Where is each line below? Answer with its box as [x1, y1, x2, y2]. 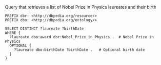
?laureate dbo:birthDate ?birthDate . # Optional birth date [14, 48, 145, 52]
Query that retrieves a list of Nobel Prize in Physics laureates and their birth [5, 4, 157, 10]
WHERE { [5, 31, 21, 35]
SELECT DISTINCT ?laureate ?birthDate [5, 26, 84, 31]
